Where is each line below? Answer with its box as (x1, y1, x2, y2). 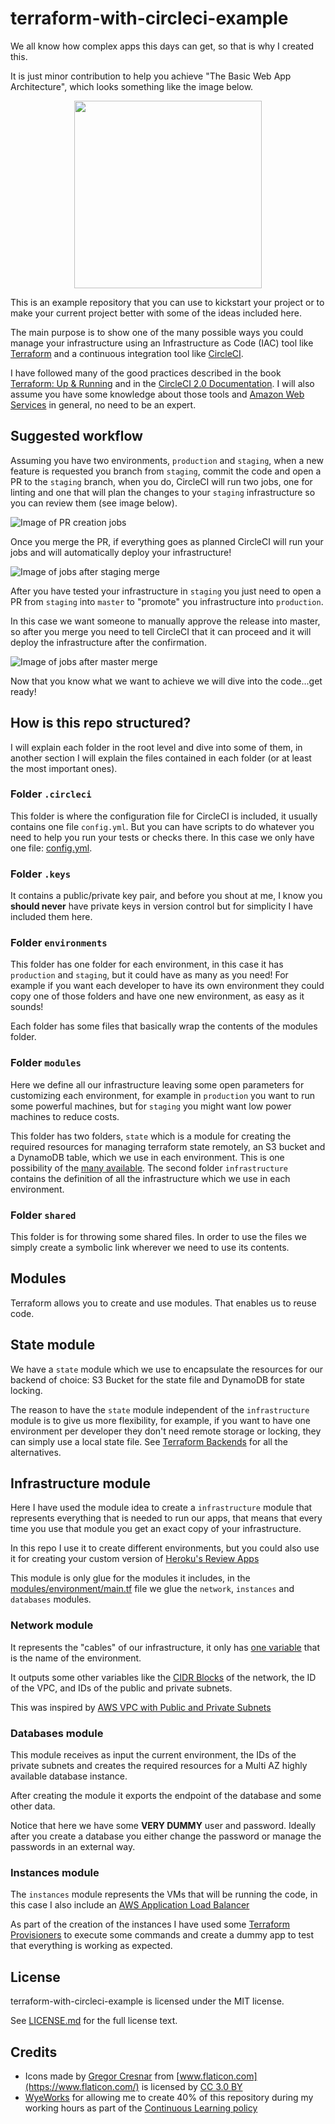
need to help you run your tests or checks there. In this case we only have (10, 831, 315, 843)
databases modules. (10, 1593, 92, 1606)
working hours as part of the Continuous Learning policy (24, 2102, 258, 2114)
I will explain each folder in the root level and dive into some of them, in (10, 741, 303, 753)
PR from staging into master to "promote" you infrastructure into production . (10, 595, 324, 607)
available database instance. (10, 1770, 128, 1782)
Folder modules (10, 1056, 82, 1070)
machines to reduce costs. (10, 1110, 120, 1122)
